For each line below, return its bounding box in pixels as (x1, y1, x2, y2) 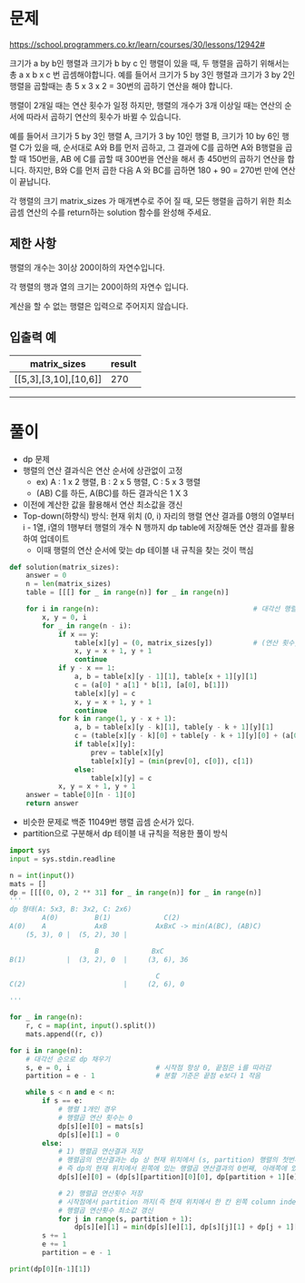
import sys (9, 846, 51, 855)
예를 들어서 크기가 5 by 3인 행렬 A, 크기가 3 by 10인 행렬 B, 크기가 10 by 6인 (9, 130, 280, 141)
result (110, 357, 137, 369)
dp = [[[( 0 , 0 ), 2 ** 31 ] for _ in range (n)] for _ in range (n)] (9, 888, 262, 897)
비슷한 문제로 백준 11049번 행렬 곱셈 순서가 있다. (22, 816, 195, 827)
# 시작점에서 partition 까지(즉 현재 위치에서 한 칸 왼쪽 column (57, 1197, 276, 1207)
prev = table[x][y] (90, 748, 165, 757)
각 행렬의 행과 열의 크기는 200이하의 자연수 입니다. (9, 281, 189, 292)
